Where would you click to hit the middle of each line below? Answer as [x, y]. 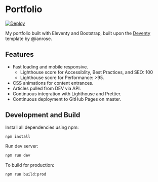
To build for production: [30, 165]
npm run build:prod [26, 174]
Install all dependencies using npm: [42, 127]
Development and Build [43, 115]
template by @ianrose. [29, 39]
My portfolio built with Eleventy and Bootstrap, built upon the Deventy [78, 33]
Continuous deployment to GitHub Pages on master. [67, 99]
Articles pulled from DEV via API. [47, 88]
